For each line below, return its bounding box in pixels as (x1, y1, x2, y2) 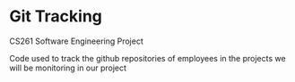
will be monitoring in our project (9, 62, 127, 73)
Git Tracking (9, 6, 103, 27)
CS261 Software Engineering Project (9, 36, 143, 46)
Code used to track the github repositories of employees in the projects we (9, 53, 286, 63)
